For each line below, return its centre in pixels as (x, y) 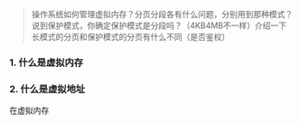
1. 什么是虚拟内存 (47, 62)
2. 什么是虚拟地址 (47, 89)
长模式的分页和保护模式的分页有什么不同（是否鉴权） (131, 37)
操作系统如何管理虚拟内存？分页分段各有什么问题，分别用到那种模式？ (162, 14)
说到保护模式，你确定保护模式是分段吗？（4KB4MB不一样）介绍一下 (159, 25)
